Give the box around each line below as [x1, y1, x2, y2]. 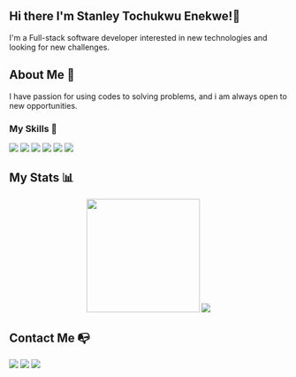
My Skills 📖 [9, 122, 57, 135]
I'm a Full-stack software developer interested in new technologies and [9, 32, 268, 42]
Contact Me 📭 [9, 331, 91, 346]
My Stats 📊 [9, 170, 74, 186]
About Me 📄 [9, 67, 75, 82]
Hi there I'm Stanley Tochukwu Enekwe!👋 [9, 9, 240, 24]
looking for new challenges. [9, 42, 110, 52]
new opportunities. [9, 100, 78, 111]
